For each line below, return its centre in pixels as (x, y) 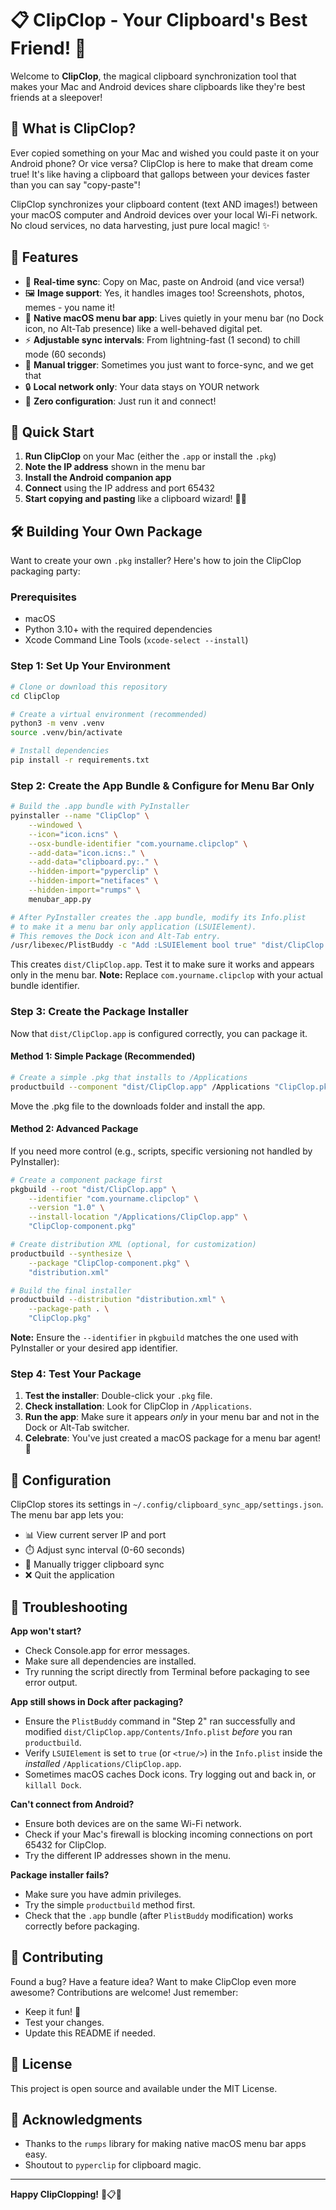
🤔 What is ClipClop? (73, 128)
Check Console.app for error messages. (107, 1650)
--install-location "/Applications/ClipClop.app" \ (138, 1217)
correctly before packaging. (82, 1926)
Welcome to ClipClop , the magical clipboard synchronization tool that (153, 76)
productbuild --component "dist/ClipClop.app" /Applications (140, 1087)
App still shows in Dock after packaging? (97, 1701)
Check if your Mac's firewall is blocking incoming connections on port (168, 1834)
